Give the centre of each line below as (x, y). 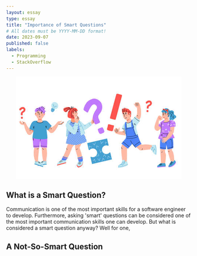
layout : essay (24, 12)
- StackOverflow (31, 62)
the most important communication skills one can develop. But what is (91, 222)
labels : (16, 50)
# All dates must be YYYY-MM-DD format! (56, 31)
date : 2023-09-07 (27, 37)
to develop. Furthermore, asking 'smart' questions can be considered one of (98, 215)
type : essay (21, 19)
